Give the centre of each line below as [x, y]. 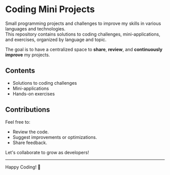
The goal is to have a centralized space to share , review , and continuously [84, 49]
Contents [20, 71]
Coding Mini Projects [50, 9]
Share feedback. [30, 143]
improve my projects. [28, 55]
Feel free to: [18, 122]
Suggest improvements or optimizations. [55, 137]
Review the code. [31, 132]
